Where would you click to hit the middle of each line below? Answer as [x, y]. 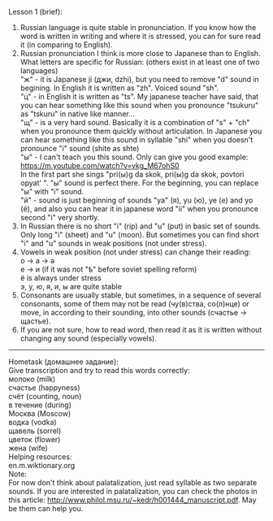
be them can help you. [46, 508]
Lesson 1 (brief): [36, 12]
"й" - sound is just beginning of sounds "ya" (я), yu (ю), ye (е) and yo [136, 200]
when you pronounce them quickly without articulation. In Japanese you [141, 131]
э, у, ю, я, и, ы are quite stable [71, 287]
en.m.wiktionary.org [42, 465]
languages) [39, 71]
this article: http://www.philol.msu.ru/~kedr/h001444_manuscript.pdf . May [133, 500]
